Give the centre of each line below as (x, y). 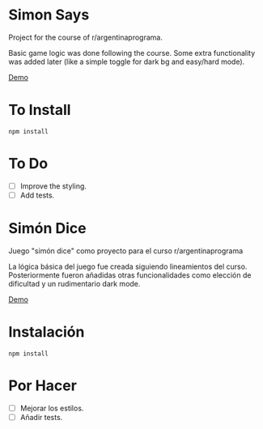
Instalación (47, 332)
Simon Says (49, 15)
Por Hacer (42, 385)
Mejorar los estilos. (52, 408)
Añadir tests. (41, 417)
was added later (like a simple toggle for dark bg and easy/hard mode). (127, 62)
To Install (40, 110)
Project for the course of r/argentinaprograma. (86, 37)
